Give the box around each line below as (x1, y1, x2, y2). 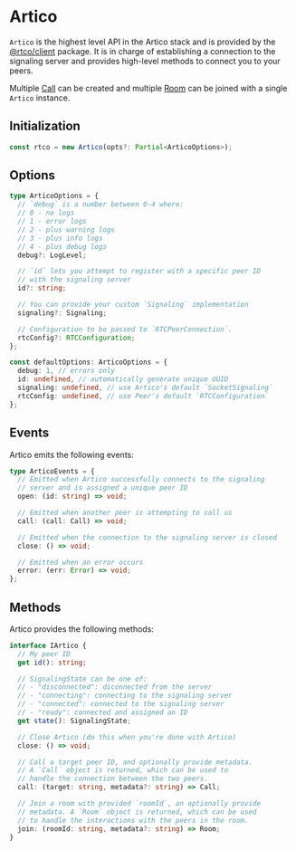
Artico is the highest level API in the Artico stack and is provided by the (9, 36, 276, 47)
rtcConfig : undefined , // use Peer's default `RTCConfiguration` (17, 391, 270, 400)
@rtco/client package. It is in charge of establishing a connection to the (9, 45, 276, 56)
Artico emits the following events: (9, 449, 134, 460)
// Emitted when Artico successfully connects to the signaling (17, 475, 265, 484)
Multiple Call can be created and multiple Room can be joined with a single (9, 82, 288, 93)
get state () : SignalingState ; (17, 716, 131, 725)
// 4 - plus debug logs (17, 242, 107, 251)
